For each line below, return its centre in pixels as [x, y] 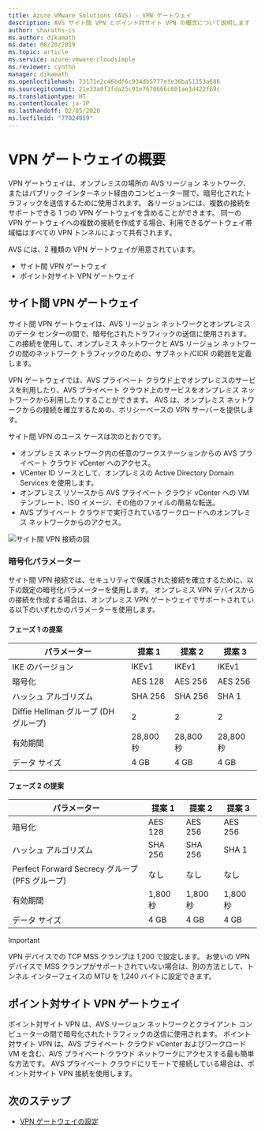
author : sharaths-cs [42, 30]
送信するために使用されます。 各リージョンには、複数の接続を [150, 203]
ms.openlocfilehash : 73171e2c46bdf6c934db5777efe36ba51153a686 [114, 81]
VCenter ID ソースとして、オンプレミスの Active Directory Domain [127, 473]
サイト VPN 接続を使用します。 [86, 1074]
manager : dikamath [38, 74]
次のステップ [39, 1101]
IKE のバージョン [43, 667]
